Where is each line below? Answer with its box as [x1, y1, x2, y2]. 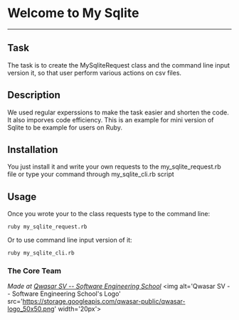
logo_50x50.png [7, 304, 55, 314]
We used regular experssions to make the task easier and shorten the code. [7, 108, 229, 117]
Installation [7, 144, 58, 156]
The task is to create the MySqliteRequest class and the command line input [7, 60, 230, 69]
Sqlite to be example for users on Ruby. [7, 123, 123, 132]
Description [7, 89, 60, 101]
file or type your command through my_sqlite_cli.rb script [7, 170, 174, 178]
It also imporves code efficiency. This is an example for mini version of [7, 115, 214, 124]
